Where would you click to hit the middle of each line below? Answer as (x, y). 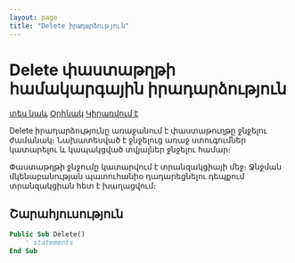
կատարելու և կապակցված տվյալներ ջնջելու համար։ (120, 150)
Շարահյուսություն (66, 214)
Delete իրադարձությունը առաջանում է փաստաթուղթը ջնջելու (138, 131)
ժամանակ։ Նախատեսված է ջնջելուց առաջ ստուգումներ (128, 140)
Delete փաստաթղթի (93, 70)
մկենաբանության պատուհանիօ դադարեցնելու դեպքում (127, 177)
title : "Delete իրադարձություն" (69, 26)
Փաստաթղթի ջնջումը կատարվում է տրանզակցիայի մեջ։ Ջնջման (146, 167)
